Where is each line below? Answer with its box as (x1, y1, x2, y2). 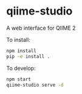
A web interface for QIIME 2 (6, 24, 76, 32)
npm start (6, 76, 32, 82)
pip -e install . (6, 53, 50, 59)
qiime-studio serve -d (6, 82, 64, 88)
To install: (6, 36, 30, 43)
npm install (6, 47, 36, 54)
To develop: (6, 64, 36, 72)
